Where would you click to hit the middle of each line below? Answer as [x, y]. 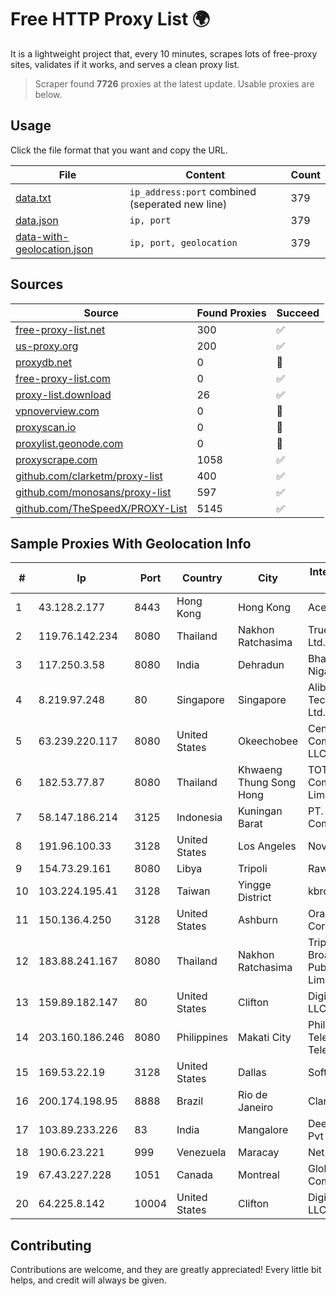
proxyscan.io [46, 427]
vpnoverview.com [57, 411]
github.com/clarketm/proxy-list [89, 476]
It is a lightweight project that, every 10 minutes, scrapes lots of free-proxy [164, 53]
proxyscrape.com [56, 459]
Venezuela [201, 1153]
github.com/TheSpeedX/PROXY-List [101, 508]
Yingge [255, 885]
